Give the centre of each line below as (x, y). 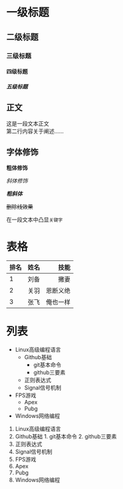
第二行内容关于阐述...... (35, 131)
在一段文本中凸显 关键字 (34, 220)
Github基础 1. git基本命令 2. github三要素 (66, 437)
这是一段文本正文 (28, 123)
